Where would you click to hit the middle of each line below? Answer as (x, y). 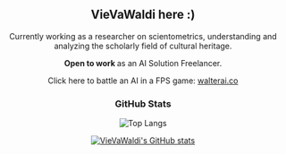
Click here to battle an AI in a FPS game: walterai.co (143, 81)
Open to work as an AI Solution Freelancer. (143, 63)
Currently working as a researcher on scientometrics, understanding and (143, 36)
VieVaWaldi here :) (143, 15)
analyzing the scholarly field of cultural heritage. (143, 46)
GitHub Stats (143, 104)
